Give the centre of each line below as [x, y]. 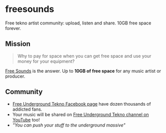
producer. [15, 76]
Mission [18, 44]
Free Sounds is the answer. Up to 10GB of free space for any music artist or [83, 71]
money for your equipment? [46, 61]
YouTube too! [26, 120]
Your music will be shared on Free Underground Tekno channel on [80, 114]
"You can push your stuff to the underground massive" [69, 125]
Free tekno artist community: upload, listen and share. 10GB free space [78, 23]
